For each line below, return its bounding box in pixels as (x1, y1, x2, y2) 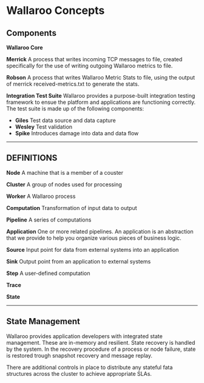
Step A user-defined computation (6, 269, 90, 277)
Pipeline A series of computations (6, 216, 92, 223)
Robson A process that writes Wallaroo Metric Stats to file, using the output (6, 74, 195, 81)
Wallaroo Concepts (6, 4, 105, 18)
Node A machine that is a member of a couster (6, 169, 123, 176)
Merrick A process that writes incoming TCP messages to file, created (6, 56, 183, 63)
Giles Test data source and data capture (15, 117, 117, 124)
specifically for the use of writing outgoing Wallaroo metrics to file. (6, 62, 173, 69)
